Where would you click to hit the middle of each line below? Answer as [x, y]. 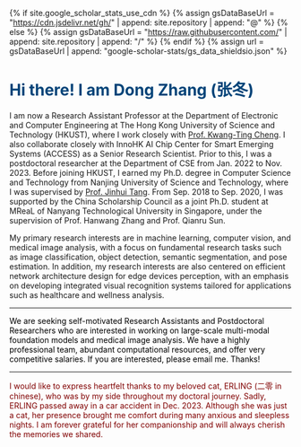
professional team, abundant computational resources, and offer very [138, 349]
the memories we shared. [56, 434]
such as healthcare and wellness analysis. [87, 294]
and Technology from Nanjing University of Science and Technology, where [149, 182]
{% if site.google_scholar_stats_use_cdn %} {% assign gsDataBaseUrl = [142, 13]
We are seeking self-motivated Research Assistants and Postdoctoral [137, 320]
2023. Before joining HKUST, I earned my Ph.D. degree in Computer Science [150, 172]
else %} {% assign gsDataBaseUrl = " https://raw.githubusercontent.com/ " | [148, 32]
